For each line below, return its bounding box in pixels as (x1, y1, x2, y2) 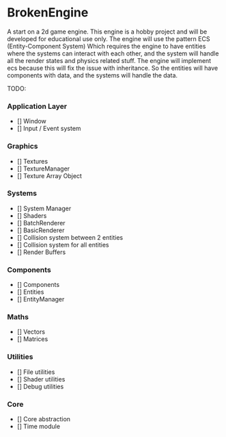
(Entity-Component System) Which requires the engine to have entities (7, 42, 206, 50)
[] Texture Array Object (16, 171, 82, 179)
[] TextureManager (16, 164, 70, 173)
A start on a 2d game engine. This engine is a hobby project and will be (7, 27, 208, 36)
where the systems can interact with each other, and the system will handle (7, 49, 219, 58)
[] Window (16, 117, 46, 125)
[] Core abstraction (16, 415, 70, 423)
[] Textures (16, 157, 48, 165)
